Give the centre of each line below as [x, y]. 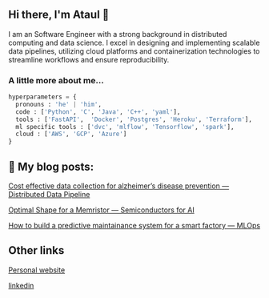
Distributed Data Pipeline [49, 195]
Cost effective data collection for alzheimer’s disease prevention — [119, 186]
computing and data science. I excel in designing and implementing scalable [134, 42]
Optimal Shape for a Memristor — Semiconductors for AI [101, 210]
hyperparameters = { [43, 97]
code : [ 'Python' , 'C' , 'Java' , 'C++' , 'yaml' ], [98, 112]
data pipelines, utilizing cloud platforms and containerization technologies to [134, 51]
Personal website [37, 270]
